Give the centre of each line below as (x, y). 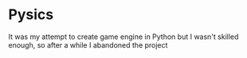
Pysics (31, 15)
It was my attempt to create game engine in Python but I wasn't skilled (123, 37)
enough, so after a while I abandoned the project (88, 44)
